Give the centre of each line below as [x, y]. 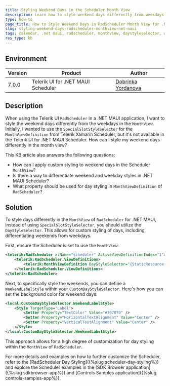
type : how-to [19, 19]
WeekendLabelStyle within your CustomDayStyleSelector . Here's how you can [84, 289]
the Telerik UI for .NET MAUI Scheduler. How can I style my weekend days [83, 139]
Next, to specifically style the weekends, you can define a [66, 283]
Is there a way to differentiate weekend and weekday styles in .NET [83, 175]
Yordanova [129, 88]
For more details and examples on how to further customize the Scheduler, [83, 356]
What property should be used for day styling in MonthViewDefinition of [87, 186]
